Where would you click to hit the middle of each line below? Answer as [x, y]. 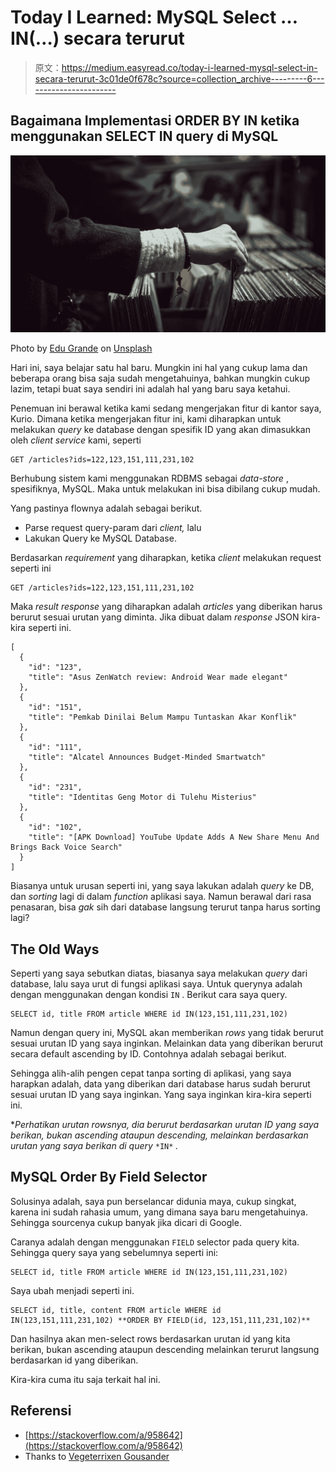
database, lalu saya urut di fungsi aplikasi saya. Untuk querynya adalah [156, 984]
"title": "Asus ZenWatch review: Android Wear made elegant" [158, 677]
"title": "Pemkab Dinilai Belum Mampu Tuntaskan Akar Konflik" [163, 717]
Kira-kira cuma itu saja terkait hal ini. [85, 1379]
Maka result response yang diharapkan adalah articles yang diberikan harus [166, 607]
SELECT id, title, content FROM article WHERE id [116, 1310]
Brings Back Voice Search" [66, 847]
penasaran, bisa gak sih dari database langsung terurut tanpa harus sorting [165, 907]
